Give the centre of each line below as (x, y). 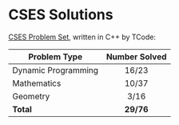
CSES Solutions (61, 15)
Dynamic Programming (55, 70)
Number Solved (136, 56)
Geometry (31, 96)
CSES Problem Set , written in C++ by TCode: (82, 37)
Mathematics (37, 83)
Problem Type (55, 56)
